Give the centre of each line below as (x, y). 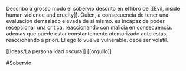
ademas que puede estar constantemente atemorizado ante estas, (87, 34)
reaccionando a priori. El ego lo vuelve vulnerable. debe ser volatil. (87, 40)
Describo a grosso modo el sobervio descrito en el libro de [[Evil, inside (93, 9)
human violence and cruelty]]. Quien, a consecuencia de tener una (87, 15)
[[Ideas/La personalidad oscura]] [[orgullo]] (59, 51)
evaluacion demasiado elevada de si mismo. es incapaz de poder (86, 21)
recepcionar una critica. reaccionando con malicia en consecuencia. (89, 27)
